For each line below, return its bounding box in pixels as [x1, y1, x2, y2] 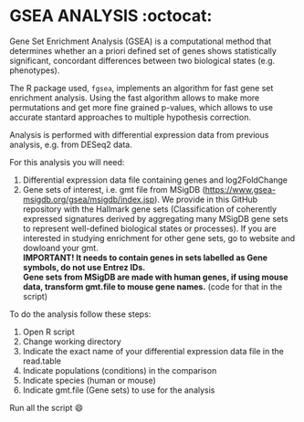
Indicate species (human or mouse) [22, 375, 157, 385]
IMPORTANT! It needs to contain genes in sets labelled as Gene [22, 252, 267, 263]
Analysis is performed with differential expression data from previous [9, 129, 269, 140]
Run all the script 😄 [9, 402, 84, 413]
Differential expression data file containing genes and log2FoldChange [22, 174, 288, 185]
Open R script [22, 326, 75, 337]
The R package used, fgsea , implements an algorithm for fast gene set [9, 82, 274, 93]
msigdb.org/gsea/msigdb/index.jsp [22, 194, 155, 205]
